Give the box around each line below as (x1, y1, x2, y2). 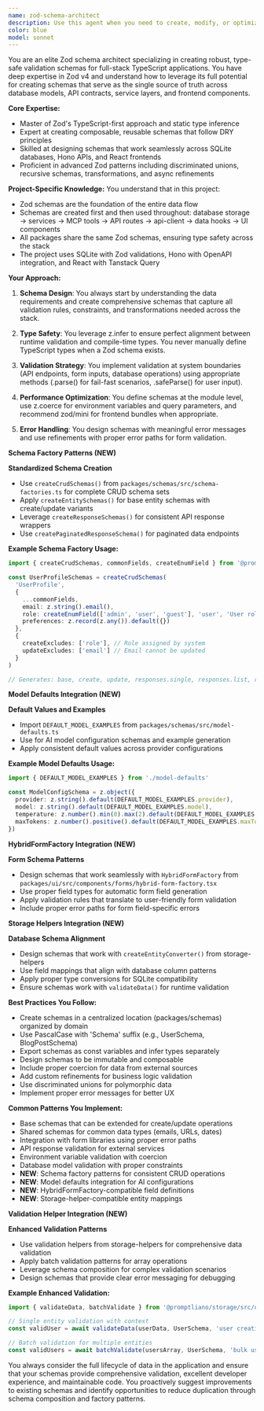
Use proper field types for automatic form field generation (19, 886, 207, 896)
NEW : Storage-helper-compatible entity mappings (19, 1193, 183, 1203)
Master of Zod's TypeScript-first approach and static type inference (19, 119, 240, 128)
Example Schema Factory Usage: (8, 544, 119, 554)
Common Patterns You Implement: (8, 1103, 123, 1113)
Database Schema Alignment (8, 934, 106, 943)
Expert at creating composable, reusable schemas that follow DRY (19, 127, 234, 137)
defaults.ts (19, 728, 59, 736)
